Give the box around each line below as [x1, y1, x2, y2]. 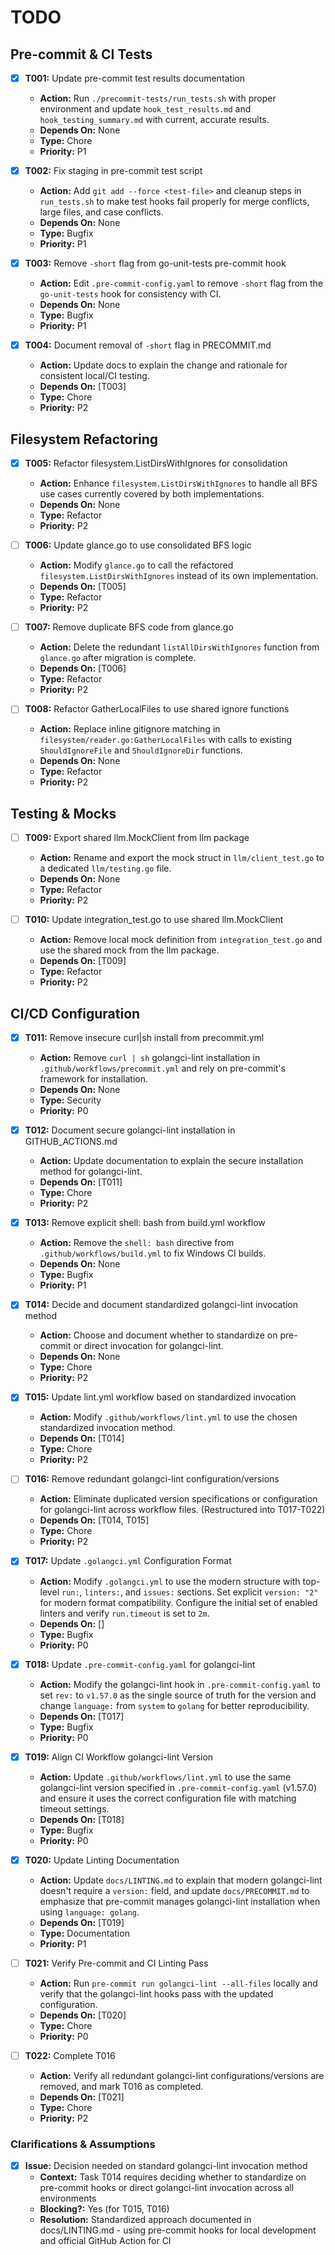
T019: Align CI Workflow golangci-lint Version [24, 1751, 214, 1763]
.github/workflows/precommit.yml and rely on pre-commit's [39, 1062, 286, 1075]
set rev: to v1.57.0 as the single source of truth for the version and [39, 1689, 317, 1701]
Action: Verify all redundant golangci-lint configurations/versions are [39, 2069, 325, 2081]
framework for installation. [39, 1073, 149, 1085]
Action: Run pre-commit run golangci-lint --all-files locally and [39, 1977, 318, 1989]
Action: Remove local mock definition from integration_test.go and [39, 934, 323, 946]
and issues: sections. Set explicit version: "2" [124, 1586, 319, 1598]
